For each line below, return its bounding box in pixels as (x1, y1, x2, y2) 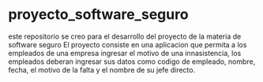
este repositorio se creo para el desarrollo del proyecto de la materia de (8, 32, 242, 41)
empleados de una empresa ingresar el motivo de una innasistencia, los (8, 48, 242, 58)
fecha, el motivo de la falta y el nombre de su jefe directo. (8, 65, 196, 74)
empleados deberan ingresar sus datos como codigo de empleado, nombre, (8, 57, 256, 66)
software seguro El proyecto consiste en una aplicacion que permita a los (8, 39, 247, 49)
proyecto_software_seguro (8, 6, 189, 24)
